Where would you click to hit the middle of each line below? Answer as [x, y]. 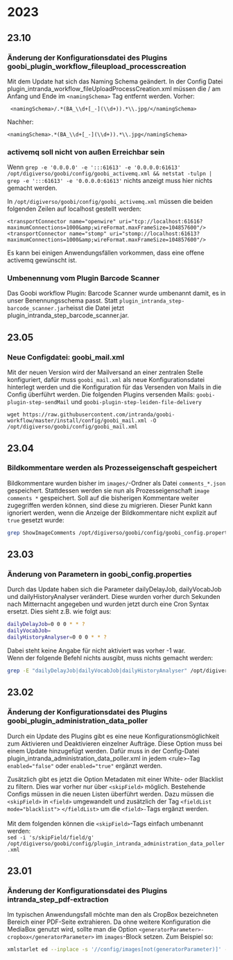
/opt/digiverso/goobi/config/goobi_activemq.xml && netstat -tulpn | [110, 174]
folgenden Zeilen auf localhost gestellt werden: [75, 209]
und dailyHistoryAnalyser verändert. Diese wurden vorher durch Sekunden [114, 597]
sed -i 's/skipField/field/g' [51, 838]
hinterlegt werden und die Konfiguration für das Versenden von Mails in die [114, 387]
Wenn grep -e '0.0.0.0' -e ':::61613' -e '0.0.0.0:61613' [94, 167]
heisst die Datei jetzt [95, 308]
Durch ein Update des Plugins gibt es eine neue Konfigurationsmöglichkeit [113, 736]
